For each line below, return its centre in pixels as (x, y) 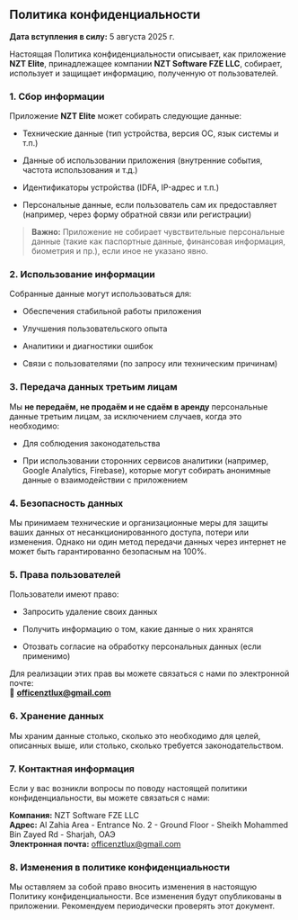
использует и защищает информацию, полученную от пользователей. (144, 73)
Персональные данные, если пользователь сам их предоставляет (149, 205)
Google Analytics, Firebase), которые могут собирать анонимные (146, 470)
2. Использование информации (82, 275)
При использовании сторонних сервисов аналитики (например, (145, 460)
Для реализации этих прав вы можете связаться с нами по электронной (149, 673)
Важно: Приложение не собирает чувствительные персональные (158, 232)
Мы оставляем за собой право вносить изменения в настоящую (133, 887)
